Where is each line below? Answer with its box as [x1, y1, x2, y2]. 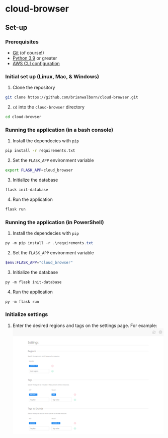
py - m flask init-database [5, 280, 62, 285]
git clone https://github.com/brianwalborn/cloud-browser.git [5, 95, 138, 100]
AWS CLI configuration [12, 60, 60, 66]
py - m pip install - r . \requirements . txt [5, 241, 94, 246]
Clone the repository [12, 84, 55, 91]
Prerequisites [5, 38, 39, 45]
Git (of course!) [12, 49, 44, 56]
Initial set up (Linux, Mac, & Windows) [5, 73, 100, 80]
